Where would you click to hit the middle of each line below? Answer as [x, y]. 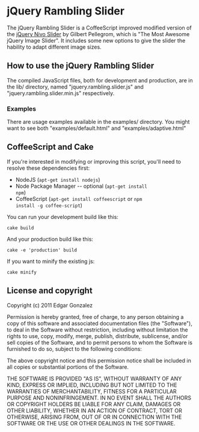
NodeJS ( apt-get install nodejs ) [58, 179]
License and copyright [50, 291]
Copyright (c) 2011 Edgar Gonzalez [50, 305]
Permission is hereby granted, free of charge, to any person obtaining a [95, 316]
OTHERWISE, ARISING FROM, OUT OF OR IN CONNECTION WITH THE [94, 417]
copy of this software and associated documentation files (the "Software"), [100, 323]
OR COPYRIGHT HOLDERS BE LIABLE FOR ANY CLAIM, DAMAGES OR [94, 404]
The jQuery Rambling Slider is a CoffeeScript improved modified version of [99, 28]
